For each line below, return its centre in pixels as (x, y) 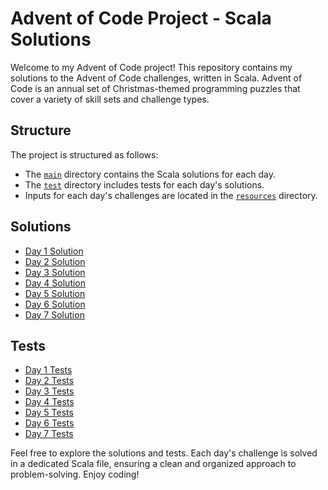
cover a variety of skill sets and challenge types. (110, 99)
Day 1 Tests (48, 370)
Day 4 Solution (55, 283)
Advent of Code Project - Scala (141, 18)
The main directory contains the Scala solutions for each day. (150, 174)
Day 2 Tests (49, 381)
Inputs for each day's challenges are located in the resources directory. (171, 195)
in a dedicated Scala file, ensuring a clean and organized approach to (153, 464)
